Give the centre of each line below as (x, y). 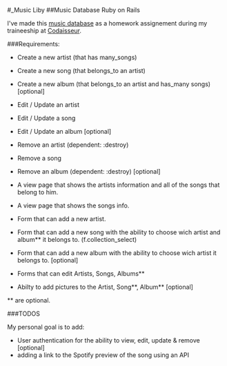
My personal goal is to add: (46, 327)
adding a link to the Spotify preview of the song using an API (103, 355)
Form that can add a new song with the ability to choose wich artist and (119, 232)
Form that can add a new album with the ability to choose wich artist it (117, 253)
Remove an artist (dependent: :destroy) (73, 145)
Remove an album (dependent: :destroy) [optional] (89, 171)
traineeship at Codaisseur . (44, 31)
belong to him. (38, 192)
